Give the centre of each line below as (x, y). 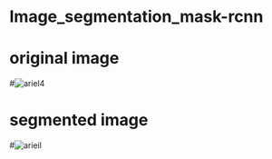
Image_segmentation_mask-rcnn (136, 17)
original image (64, 59)
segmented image (79, 120)
